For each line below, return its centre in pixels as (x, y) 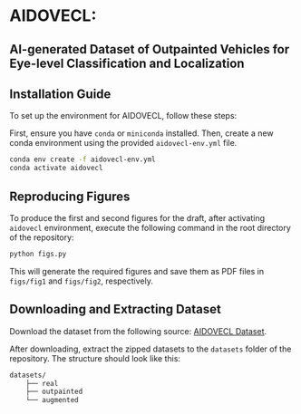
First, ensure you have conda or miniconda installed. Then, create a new (141, 133)
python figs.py (38, 254)
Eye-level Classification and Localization (127, 63)
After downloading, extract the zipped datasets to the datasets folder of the (150, 349)
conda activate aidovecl (56, 168)
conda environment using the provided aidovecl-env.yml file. (123, 143)
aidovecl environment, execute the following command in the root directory (150, 227)
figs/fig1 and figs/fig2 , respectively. (82, 281)
